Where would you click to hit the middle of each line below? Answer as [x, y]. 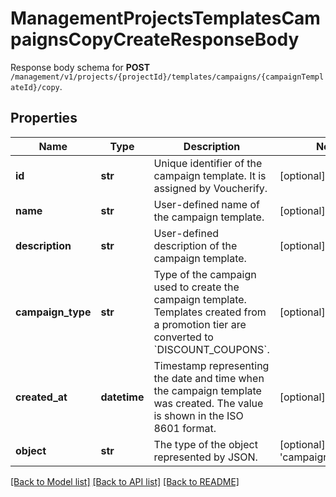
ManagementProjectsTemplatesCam [165, 18]
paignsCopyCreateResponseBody [155, 39]
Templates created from [210, 312]
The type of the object [205, 444]
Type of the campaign [205, 274]
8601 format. [185, 428]
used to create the [196, 287]
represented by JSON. [205, 457]
